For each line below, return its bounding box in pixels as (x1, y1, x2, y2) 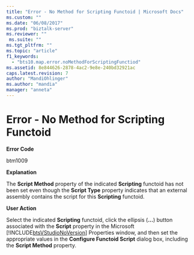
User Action (6, 205, 37, 212)
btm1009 (6, 157, 28, 164)
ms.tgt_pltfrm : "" (6, 43, 52, 49)
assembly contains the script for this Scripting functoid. (6, 193, 145, 200)
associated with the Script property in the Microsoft (6, 223, 135, 230)
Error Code (6, 145, 34, 152)
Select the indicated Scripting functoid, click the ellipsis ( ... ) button (6, 216, 173, 223)
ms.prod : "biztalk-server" (6, 25, 74, 32)
